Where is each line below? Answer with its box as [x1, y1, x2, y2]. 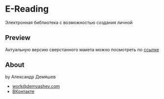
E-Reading [5, 3, 49, 15]
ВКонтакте [12, 88, 34, 94]
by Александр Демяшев [5, 74, 56, 79]
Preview [5, 34, 31, 42]
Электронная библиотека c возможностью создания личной [5, 20, 133, 25]
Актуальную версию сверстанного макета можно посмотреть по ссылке [5, 46, 160, 52]
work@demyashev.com [12, 83, 60, 89]
